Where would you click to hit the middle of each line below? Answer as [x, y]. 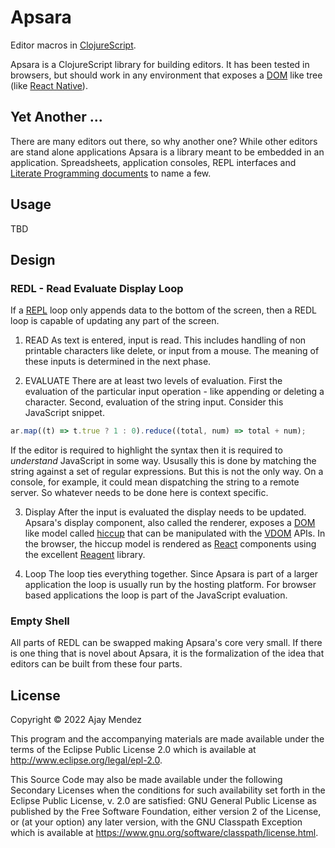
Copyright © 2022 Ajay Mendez [76, 720]
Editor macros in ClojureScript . [73, 45]
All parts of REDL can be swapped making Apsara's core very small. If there [166, 643]
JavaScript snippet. [64, 413]
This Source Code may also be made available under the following [146, 780]
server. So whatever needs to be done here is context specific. [139, 493]
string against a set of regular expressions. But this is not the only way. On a [167, 472]
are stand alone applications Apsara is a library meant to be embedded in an [167, 152]
